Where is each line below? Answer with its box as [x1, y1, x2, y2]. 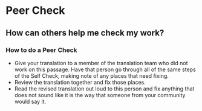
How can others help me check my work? [5, 28, 165, 38]
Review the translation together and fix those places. [14, 78, 146, 86]
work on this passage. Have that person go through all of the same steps [14, 66, 196, 73]
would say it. [14, 98, 47, 105]
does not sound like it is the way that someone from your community [14, 91, 186, 98]
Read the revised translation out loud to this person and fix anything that [14, 85, 195, 92]
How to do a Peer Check [5, 46, 77, 54]
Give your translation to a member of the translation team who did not [14, 59, 188, 66]
